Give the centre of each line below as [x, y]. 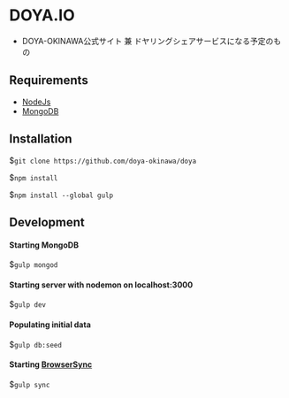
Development [47, 222]
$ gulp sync [30, 384]
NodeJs [36, 102]
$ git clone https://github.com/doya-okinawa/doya [103, 160]
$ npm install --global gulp [61, 195]
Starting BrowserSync [51, 364]
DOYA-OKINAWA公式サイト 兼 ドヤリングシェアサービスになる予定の [148, 41]
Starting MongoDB [44, 245]
